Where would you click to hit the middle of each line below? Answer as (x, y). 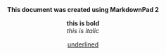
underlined (83, 44)
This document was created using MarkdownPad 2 (83, 10)
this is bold (83, 23)
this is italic (83, 31)
